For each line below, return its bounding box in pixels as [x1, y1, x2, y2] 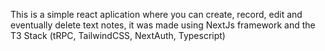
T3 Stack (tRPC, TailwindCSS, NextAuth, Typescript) [10, 30, 226, 41]
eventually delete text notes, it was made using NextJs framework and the [10, 19, 316, 31]
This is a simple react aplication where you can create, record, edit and [10, 9, 303, 20]
